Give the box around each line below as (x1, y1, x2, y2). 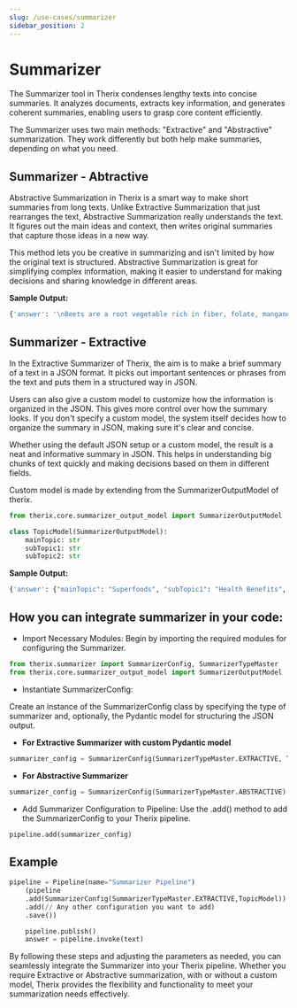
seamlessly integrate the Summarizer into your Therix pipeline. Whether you (9, 960, 286, 971)
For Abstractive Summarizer (21, 770, 128, 780)
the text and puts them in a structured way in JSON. (9, 376, 198, 387)
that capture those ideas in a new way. (9, 230, 150, 241)
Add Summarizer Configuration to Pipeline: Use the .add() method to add (21, 803, 287, 814)
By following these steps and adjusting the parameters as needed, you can (9, 951, 281, 962)
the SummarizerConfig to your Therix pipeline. (21, 812, 192, 824)
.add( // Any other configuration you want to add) (25, 903, 216, 911)
